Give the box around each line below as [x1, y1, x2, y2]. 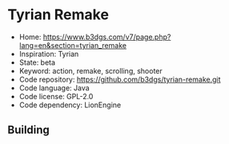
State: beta [18, 58, 56, 67]
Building [7, 123, 50, 137]
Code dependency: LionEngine [18, 100, 122, 110]
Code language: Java [18, 82, 90, 93]
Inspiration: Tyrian [18, 49, 79, 58]
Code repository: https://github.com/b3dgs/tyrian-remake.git [18, 74, 221, 84]
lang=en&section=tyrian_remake [18, 40, 127, 50]
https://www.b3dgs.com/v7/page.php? [42, 32, 171, 42]
